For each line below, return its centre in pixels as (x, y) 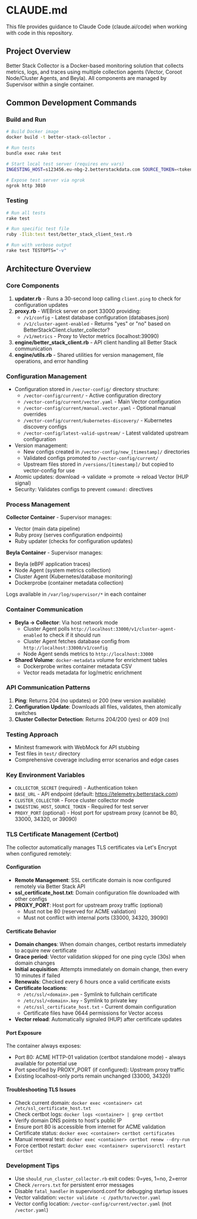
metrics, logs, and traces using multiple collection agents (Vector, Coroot (94, 72)
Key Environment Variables (45, 775)
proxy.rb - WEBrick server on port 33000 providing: (77, 311)
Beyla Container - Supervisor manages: (55, 553)
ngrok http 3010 (26, 185)
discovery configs (45, 426)
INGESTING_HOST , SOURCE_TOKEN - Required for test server (81, 807)
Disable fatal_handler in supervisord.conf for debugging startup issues (101, 1191)
